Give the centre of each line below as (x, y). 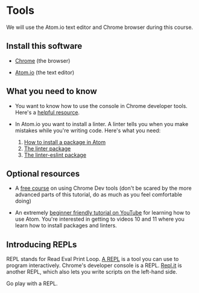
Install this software (44, 46)
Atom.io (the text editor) (45, 72)
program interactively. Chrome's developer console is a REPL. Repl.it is (94, 265)
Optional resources (43, 173)
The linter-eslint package (55, 155)
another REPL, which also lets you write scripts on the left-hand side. (92, 272)
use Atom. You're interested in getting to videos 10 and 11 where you (100, 219)
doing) (23, 201)
